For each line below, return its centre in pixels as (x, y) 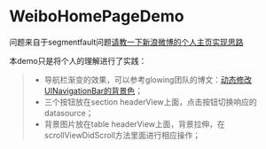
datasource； (69, 113)
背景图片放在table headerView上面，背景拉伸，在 (135, 124)
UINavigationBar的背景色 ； (94, 90)
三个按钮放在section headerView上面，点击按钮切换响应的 (150, 102)
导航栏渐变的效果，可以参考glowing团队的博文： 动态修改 (148, 79)
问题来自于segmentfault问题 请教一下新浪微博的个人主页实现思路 (126, 42)
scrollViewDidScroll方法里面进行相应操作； (122, 135)
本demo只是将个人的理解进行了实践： (78, 60)
